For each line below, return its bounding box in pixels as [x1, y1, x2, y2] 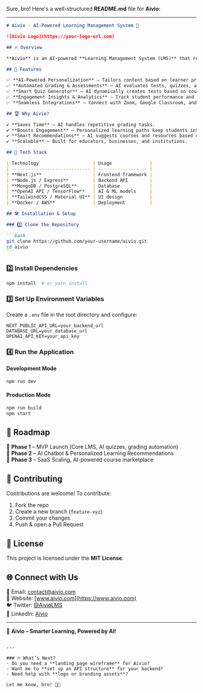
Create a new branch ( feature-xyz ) [14, 508, 103, 516]
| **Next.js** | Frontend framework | [6, 171, 153, 177]
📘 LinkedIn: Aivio [6, 610, 48, 617]
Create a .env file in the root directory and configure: [6, 311, 138, 318]
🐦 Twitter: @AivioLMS [6, 601, 63, 608]
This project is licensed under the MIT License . [6, 554, 124, 562]
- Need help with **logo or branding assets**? [6, 671, 129, 677]
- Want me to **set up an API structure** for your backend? [6, 666, 164, 672]
